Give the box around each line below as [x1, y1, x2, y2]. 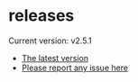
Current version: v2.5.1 [8, 35, 92, 46]
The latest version [21, 52, 89, 63]
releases [8, 5, 75, 26]
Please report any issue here [21, 62, 128, 73]
